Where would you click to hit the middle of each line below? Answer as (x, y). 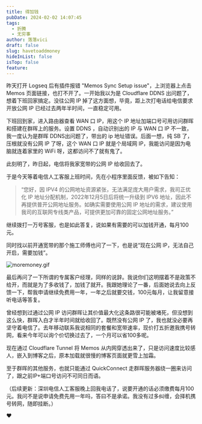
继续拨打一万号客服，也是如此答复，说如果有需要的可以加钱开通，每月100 (98, 225)
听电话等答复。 (25, 300)
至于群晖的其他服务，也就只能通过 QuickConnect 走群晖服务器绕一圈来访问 (99, 369)
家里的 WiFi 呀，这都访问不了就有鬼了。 (76, 151)
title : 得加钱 (23, 12)
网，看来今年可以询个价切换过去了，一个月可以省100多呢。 (79, 335)
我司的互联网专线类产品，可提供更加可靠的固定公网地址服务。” (97, 212)
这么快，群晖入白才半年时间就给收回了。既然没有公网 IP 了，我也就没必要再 (100, 320)
